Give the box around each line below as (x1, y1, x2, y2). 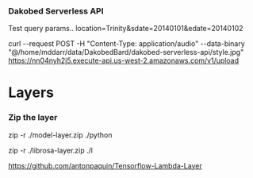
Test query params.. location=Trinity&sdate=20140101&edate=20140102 (8, 24, 243, 33)
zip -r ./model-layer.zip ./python (8, 130, 113, 140)
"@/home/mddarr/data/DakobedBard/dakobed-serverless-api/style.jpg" (8, 48, 244, 57)
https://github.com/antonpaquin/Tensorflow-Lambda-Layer (8, 161, 202, 170)
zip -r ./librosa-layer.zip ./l (8, 145, 94, 155)
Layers (8, 83, 54, 102)
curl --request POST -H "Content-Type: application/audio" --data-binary (8, 39, 246, 48)
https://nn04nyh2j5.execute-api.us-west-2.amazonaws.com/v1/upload (8, 56, 240, 65)
